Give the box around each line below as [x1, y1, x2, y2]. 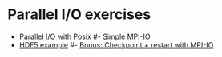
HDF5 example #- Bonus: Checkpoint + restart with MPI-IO [18, 40, 214, 49]
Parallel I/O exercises [7, 6, 151, 24]
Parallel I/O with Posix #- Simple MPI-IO [18, 32, 151, 41]
